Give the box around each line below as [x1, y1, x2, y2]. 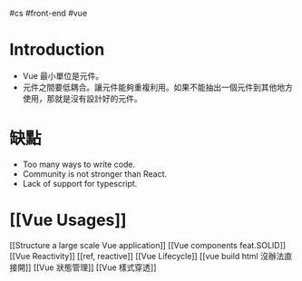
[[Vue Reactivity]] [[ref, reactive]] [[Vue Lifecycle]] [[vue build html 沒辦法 [9, 250, 285, 261]
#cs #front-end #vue [9, 8, 88, 18]
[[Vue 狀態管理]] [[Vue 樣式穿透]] [33, 262, 157, 273]
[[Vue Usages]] [9, 210, 127, 230]
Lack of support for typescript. [22, 178, 138, 189]
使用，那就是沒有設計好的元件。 [22, 92, 142, 103]
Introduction [9, 40, 105, 60]
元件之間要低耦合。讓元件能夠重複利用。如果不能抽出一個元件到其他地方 [22, 82, 293, 92]
